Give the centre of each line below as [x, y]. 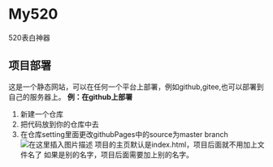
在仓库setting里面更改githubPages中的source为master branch [124, 134]
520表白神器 [29, 37]
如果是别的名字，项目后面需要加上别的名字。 [118, 154]
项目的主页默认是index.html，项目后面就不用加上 [176, 144]
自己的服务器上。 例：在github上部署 [70, 96]
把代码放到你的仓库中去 [59, 124]
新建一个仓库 [41, 113]
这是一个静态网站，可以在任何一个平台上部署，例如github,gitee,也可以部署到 [136, 87]
